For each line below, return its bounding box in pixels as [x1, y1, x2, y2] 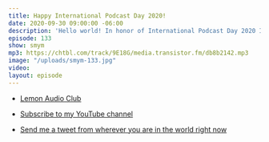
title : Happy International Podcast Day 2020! [8, 11, 167, 20]
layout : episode [8, 71, 62, 79]
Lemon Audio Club [19, 93, 82, 103]
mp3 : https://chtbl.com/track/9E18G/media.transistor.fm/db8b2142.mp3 [8, 49, 249, 57]
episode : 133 [8, 34, 52, 43]
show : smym [8, 42, 45, 50]
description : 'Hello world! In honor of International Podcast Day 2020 [8, 26, 256, 34]
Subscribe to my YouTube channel [19, 109, 134, 119]
